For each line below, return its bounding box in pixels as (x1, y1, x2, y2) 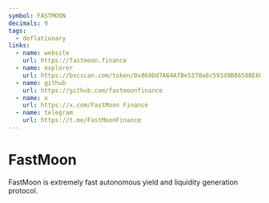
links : (8, 42, 30, 50)
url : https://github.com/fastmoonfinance (22, 86, 163, 95)
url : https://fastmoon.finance (22, 57, 127, 65)
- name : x (15, 94, 48, 102)
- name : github (15, 79, 66, 87)
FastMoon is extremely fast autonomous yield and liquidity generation (8, 177, 239, 187)
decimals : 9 (8, 19, 48, 27)
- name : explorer (15, 64, 74, 72)
